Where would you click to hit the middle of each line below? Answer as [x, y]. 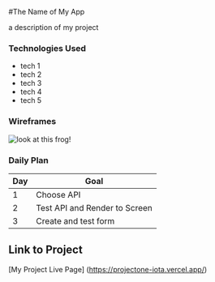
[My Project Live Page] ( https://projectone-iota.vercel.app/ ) [108, 269]
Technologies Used [47, 48]
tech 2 [31, 75]
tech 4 [31, 92]
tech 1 [30, 66]
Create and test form [75, 220]
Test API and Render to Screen [94, 207]
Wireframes [32, 122]
